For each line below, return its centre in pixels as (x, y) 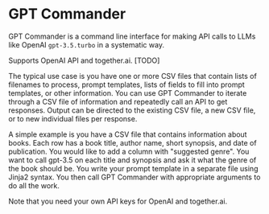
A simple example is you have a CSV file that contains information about (128, 134)
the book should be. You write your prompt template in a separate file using (133, 168)
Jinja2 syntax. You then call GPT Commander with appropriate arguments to (134, 177)
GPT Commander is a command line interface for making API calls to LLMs (132, 36)
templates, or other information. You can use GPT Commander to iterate (128, 93)
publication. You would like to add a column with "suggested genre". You (129, 151)
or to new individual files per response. (73, 118)
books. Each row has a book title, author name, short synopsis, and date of (132, 142)
